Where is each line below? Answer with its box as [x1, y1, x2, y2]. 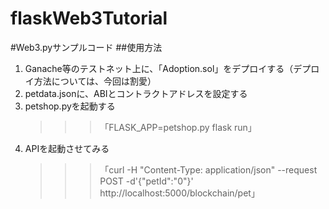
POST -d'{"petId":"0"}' [99, 175, 194, 187]
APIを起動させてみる [24, 142, 110, 154]
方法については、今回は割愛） [33, 75, 157, 87]
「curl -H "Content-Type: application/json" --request [99, 163, 318, 176]
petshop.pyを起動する [24, 100, 116, 112]
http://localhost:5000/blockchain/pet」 [99, 187, 260, 199]
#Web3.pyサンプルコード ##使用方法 [10, 41, 163, 53]
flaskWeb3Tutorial [10, 7, 168, 30]
